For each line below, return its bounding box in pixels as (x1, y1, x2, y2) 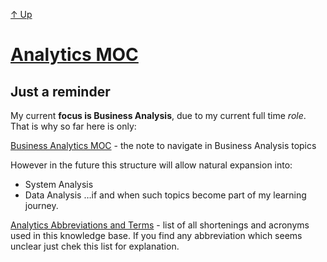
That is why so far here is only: (10, 120, 137, 132)
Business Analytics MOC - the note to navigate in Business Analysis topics (10, 140, 317, 151)
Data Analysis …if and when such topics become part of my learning (24, 189, 307, 201)
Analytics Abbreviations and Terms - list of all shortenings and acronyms (10, 219, 310, 231)
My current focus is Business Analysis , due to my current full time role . (10, 110, 307, 121)
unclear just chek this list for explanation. (10, 240, 180, 252)
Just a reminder (10, 83, 111, 100)
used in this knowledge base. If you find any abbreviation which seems (10, 230, 303, 241)
